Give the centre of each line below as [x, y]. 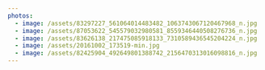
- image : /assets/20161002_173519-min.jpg [87, 46]
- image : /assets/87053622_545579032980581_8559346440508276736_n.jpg [136, 31]
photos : [21, 16]
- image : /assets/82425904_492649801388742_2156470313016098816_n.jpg [136, 53]
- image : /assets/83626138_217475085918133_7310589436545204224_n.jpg [136, 38]
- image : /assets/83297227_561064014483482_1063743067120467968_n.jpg [136, 23]
